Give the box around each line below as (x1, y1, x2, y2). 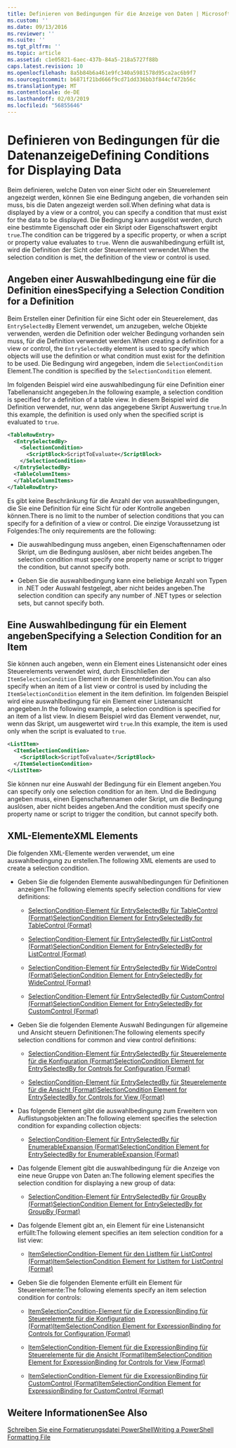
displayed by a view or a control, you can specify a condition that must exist (7, 208, 227, 216)
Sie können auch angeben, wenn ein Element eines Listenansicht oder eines (7, 660, 228, 668)
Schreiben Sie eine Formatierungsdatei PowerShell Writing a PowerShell (7, 1425, 214, 1434)
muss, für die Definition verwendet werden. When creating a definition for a (7, 336, 224, 345)
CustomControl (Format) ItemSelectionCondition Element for (27, 1379, 202, 1387)
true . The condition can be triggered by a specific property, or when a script (7, 230, 227, 239)
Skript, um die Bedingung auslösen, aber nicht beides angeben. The (17, 547, 213, 556)
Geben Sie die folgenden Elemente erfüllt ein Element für (17, 1278, 183, 1287)
